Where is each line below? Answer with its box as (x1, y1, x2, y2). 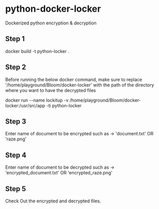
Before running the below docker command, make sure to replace (5, 76, 143, 82)
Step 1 (5, 35, 25, 43)
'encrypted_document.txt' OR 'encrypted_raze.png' (5, 170, 113, 176)
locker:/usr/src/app (5, 102, 46, 108)
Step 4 (5, 151, 27, 159)
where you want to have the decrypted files (5, 87, 96, 93)
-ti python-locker (46, 102, 82, 108)
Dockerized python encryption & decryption (5, 20, 97, 26)
